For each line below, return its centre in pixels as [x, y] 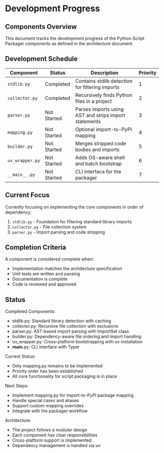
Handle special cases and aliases [46, 401]
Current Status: [20, 357]
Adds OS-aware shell [100, 157]
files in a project [94, 101]
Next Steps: [17, 386]
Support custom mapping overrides [48, 406]
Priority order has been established [48, 371]
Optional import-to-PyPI [104, 129]
